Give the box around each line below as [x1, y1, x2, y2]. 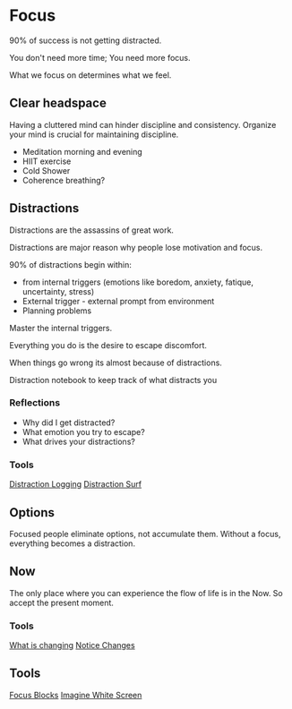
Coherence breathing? [21, 175, 106, 185]
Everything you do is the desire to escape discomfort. [9, 339, 208, 350]
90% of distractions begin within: [9, 259, 133, 269]
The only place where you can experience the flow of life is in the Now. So [9, 587, 284, 598]
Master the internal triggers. [9, 322, 113, 333]
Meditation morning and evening [21, 146, 143, 157]
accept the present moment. [9, 597, 115, 608]
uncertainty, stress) [21, 286, 95, 296]
